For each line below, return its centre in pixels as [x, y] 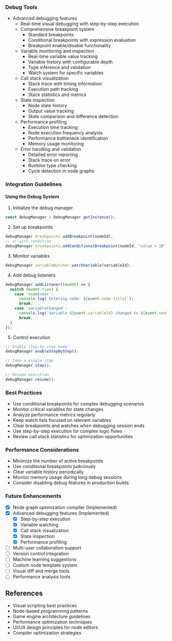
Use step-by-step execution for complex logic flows [68, 431]
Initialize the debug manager [43, 208]
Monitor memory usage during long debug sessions [67, 477]
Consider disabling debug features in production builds [71, 483]
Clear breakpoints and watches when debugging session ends [79, 426]
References [24, 593]
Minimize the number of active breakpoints [58, 461]
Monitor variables [31, 256]
